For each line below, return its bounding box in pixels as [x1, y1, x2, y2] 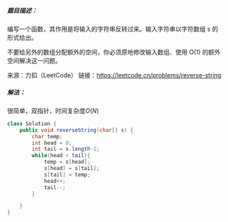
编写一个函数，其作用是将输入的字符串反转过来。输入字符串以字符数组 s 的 [7, 25, 218, 33]
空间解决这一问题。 [7, 56, 62, 64]
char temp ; [32, 133, 63, 140]
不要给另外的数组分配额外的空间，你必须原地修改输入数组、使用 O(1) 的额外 [7, 48, 221, 56]
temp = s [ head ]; [43, 158, 91, 166]
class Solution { [7, 120, 57, 127]
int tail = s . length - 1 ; [32, 146, 100, 153]
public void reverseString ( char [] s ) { [19, 127, 134, 134]
